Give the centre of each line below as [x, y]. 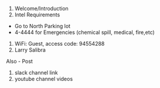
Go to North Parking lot [42, 26]
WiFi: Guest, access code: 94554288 [59, 44]
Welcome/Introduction [41, 9]
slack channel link [36, 72]
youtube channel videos [44, 79]
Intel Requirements [37, 15]
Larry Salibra [30, 50]
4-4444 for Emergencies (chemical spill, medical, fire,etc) [85, 32]
